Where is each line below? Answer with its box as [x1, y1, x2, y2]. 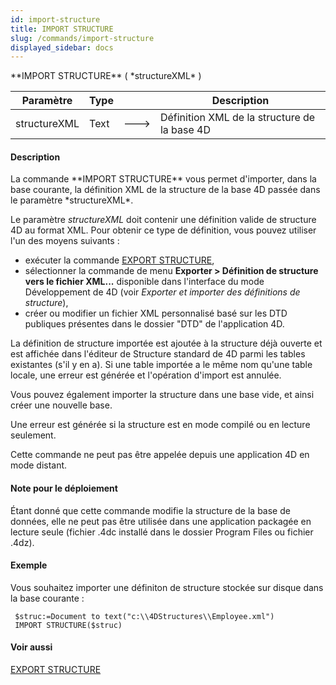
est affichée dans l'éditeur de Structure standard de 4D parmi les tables [10, 348, 306, 360]
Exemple [10, 559, 48, 571]
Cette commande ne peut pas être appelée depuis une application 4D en [10, 449, 310, 461]
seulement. [10, 429, 57, 441]
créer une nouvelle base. [10, 399, 113, 411]
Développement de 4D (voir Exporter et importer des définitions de [24, 286, 301, 298]
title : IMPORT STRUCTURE [10, 24, 114, 34]
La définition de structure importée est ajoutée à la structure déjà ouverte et [10, 337, 323, 350]
